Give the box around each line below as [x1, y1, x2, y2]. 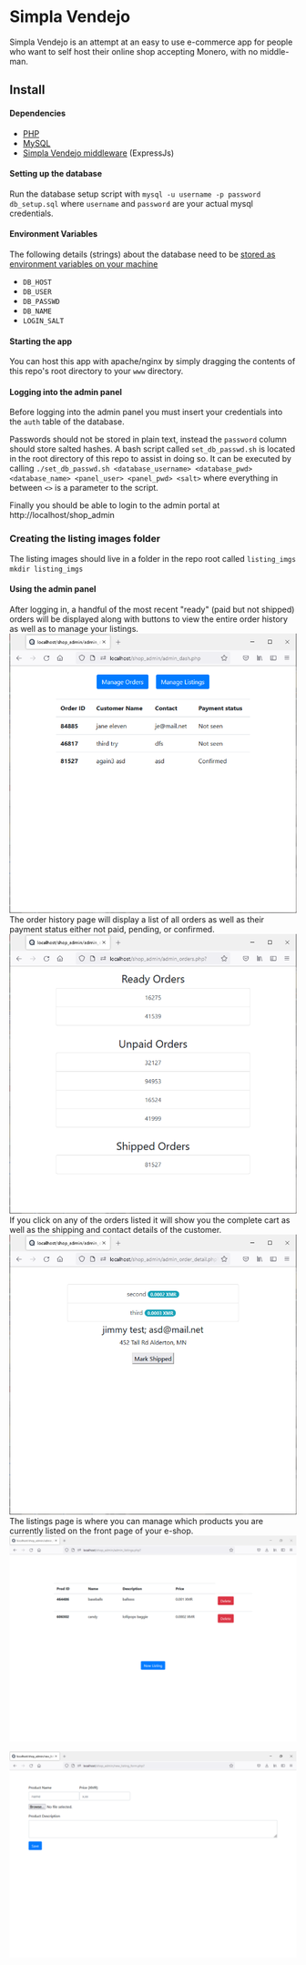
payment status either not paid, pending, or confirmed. [9, 924, 216, 935]
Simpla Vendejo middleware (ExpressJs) [22, 148, 175, 158]
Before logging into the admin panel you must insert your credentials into [9, 407, 283, 418]
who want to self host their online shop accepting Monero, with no [9, 46, 259, 56]
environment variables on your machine [9, 258, 158, 270]
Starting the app [9, 335, 73, 347]
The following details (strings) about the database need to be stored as [9, 249, 276, 260]
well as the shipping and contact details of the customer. [9, 1225, 222, 1236]
